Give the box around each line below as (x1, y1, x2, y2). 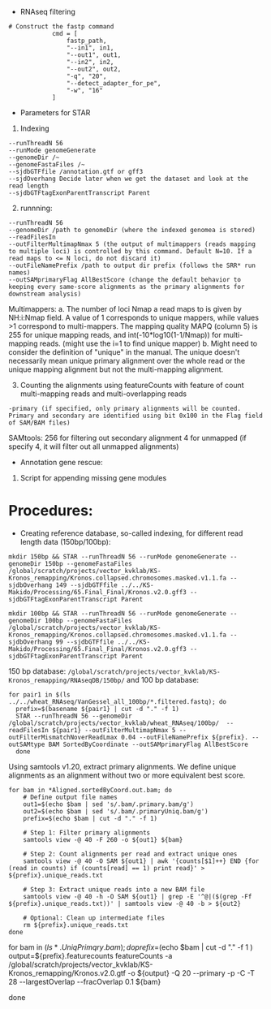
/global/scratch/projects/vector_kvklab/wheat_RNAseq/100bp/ (8, 718, 220, 727)
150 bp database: (8, 666, 67, 676)
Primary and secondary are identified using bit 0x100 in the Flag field (8, 412, 264, 420)
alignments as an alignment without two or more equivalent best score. (8, 770, 246, 780)
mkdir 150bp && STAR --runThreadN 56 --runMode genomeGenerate (8, 552, 227, 561)
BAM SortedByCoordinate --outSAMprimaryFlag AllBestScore (48, 740, 249, 748)
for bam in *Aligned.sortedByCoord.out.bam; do (8, 786, 173, 794)
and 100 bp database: (127, 675, 200, 684)
